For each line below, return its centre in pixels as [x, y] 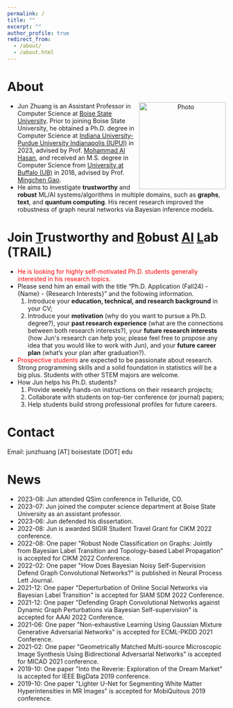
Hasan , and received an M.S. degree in [73, 158]
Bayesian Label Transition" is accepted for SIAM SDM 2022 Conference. [120, 595]
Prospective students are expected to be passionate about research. [115, 360]
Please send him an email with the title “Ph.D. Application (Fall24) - [113, 286]
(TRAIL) [29, 252]
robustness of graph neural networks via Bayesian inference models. [115, 209]
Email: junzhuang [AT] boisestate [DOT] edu [70, 452]
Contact [31, 432]
